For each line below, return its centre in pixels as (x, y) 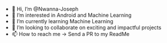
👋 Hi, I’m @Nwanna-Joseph (45, 9)
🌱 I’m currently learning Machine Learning (62, 21)
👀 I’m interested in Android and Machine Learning (71, 15)
